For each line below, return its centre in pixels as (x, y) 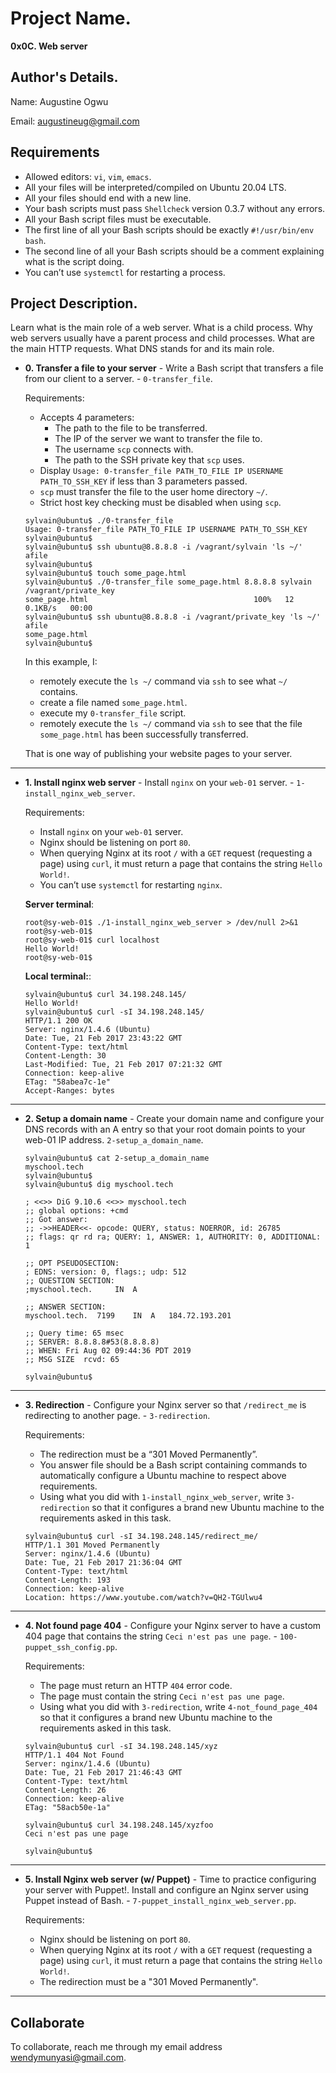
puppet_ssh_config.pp (69, 1648)
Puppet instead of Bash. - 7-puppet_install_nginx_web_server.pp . (160, 1901)
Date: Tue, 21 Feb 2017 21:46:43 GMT (103, 1773)
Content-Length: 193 (67, 1580)
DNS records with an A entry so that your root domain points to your (165, 1129)
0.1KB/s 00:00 (58, 608)
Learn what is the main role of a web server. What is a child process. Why (161, 328)
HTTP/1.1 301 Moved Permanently (92, 1545)
